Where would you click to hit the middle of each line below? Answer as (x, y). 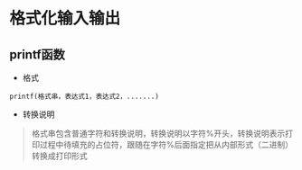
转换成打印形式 (59, 156)
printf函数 (38, 54)
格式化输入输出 (65, 18)
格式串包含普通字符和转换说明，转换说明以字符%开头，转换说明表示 (158, 133)
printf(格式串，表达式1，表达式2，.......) (85, 96)
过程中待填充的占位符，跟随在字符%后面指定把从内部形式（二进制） (166, 144)
